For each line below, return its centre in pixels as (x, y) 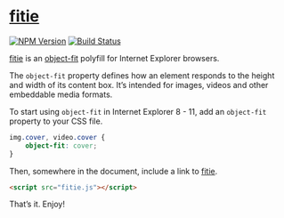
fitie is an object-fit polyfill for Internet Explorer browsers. (114, 58)
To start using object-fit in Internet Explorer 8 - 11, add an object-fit (138, 111)
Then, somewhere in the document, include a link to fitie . (114, 171)
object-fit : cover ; (61, 145)
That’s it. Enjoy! (37, 204)
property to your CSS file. (56, 121)
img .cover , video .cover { (57, 137)
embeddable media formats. (61, 94)
